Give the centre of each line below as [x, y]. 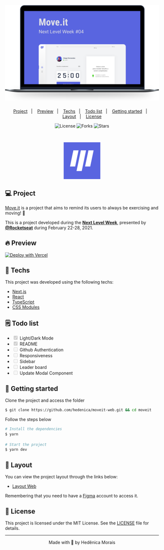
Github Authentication [41, 350]
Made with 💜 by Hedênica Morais [82, 542]
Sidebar [27, 362]
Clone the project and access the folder [45, 400]
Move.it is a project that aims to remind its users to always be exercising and [82, 208]
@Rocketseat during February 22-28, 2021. [49, 228]
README [28, 344]
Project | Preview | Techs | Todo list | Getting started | [80, 111]
